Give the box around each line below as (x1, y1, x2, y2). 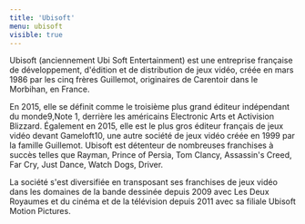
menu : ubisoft (9, 22, 64, 31)
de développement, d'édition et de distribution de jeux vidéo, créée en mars (9, 64, 294, 75)
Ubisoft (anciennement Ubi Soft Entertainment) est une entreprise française (9, 55, 293, 66)
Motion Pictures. (9, 206, 71, 217)
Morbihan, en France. (9, 83, 90, 95)
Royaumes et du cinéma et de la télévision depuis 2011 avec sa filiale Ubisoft (9, 196, 296, 207)
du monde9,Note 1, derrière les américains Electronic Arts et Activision (9, 111, 275, 122)
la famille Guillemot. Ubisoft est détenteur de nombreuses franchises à (9, 140, 274, 151)
